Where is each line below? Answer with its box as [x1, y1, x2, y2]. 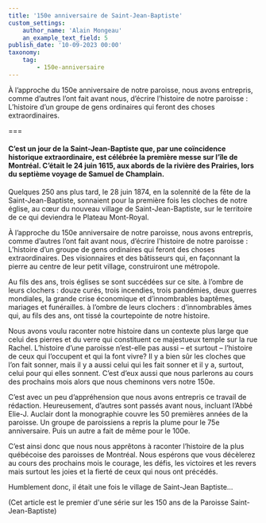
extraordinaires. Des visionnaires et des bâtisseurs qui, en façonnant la [8, 253, 241, 262]
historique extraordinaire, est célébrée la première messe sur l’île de [8, 153, 238, 162]
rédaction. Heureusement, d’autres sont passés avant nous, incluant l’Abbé [8, 401, 253, 410]
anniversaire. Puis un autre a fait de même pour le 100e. [8, 426, 191, 436]
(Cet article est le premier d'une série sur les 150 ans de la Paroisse [8, 498, 229, 507]
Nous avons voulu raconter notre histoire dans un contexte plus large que [8, 326, 249, 335]
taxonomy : [8, 48, 41, 56]
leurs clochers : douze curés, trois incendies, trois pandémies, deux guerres [8, 285, 257, 295]
